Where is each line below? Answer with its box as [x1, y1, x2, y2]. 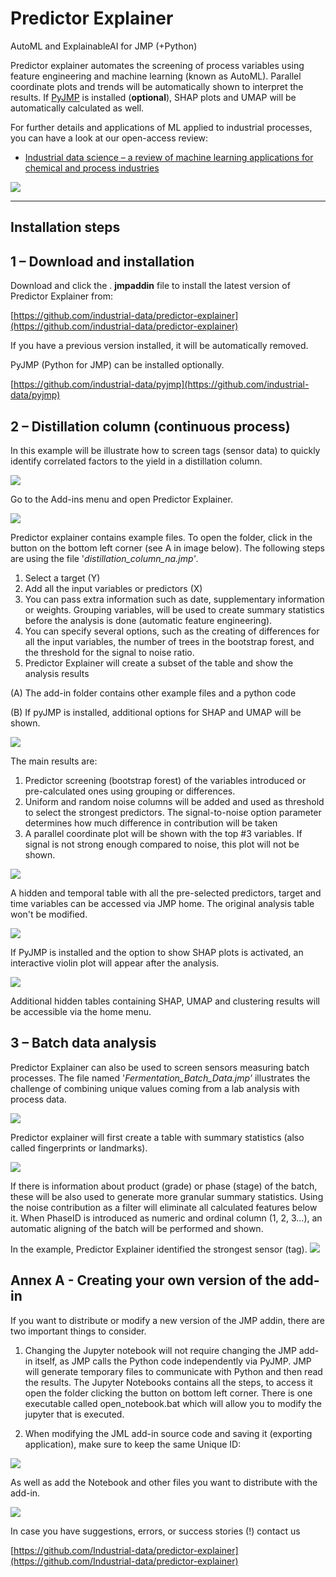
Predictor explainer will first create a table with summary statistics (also [10, 1131, 305, 1143]
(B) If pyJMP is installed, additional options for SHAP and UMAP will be [10, 706, 302, 718]
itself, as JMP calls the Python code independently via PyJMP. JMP [34, 1355, 312, 1367]
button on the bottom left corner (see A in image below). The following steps [10, 542, 325, 554]
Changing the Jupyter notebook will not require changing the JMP [24, 1344, 297, 1356]
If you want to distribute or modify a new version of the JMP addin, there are [10, 1314, 325, 1326]
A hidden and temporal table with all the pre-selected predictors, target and [10, 887, 322, 899]
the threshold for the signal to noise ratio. [24, 646, 195, 658]
